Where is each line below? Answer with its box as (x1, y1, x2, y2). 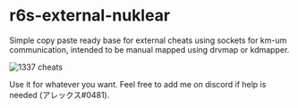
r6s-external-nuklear (9, 5, 171, 26)
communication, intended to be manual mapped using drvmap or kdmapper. (9, 44, 290, 54)
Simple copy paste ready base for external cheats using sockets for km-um (9, 35, 287, 46)
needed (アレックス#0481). (9, 89, 110, 100)
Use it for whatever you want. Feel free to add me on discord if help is (9, 79, 267, 89)
